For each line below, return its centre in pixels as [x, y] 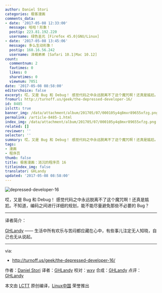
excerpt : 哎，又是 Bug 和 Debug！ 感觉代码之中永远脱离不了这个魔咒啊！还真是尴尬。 [81, 95]
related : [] [17, 126]
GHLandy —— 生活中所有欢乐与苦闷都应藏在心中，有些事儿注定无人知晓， [79, 231]
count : [12, 59]
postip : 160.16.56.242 [32, 50]
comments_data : [20, 18]
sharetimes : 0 [23, 77]
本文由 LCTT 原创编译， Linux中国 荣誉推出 [47, 286]
